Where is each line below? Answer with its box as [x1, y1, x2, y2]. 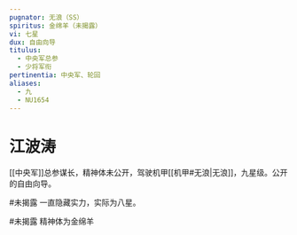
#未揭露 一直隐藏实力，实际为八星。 [9, 197, 141, 208]
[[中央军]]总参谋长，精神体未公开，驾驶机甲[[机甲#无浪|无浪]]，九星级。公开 [9, 168, 288, 178]
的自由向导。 [9, 178, 56, 189]
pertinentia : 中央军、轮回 [9, 71, 101, 80]
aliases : [9, 79, 42, 88]
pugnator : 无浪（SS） [9, 12, 84, 22]
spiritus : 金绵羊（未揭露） [9, 21, 102, 30]
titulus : [9, 46, 42, 55]
